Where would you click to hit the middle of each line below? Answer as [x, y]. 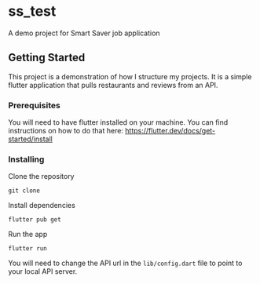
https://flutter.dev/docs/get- [170, 131]
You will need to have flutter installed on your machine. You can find [118, 122]
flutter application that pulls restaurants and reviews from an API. [113, 85]
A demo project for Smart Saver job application [84, 33]
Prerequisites [34, 105]
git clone [24, 191]
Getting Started [47, 58]
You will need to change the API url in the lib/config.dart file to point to [125, 263]
